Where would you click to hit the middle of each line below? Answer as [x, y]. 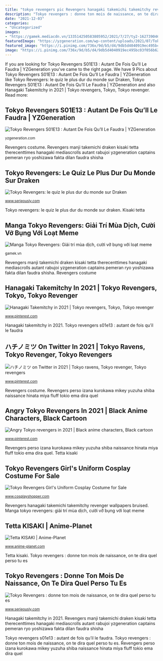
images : [13, 32]
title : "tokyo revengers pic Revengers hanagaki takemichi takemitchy [78, 9]
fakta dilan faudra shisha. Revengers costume [51, 273]
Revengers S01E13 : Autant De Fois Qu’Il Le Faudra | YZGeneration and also [80, 84]
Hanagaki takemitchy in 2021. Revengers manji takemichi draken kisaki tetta [81, 618]
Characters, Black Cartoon [46, 418]
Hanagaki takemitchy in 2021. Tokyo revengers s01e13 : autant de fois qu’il [79, 325]
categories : [17, 23]
